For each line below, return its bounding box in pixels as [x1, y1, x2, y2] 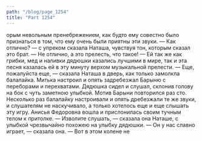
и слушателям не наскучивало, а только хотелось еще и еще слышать [6, 102, 189, 109]
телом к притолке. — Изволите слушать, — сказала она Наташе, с [6, 114, 179, 122]
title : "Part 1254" [6, 15, 56, 21]
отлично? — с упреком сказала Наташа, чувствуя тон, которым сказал [6, 44, 191, 51]
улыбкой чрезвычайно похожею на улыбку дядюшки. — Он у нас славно [6, 121, 195, 128]
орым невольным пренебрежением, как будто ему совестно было [6, 31, 180, 38]
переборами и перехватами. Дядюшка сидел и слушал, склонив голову [6, 82, 194, 90]
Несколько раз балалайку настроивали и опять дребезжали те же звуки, [6, 95, 197, 103]
